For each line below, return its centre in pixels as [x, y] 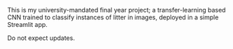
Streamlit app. [27, 24]
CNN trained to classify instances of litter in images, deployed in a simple [113, 17]
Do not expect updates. [41, 38]
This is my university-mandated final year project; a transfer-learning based [116, 10]
